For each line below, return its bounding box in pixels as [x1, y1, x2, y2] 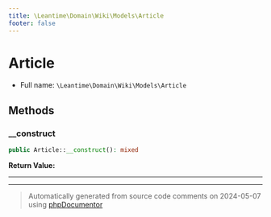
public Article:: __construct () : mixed [8, 146, 139, 154]
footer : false [8, 19, 56, 27]
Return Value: [8, 161, 56, 170]
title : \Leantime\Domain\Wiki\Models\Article [8, 11, 164, 20]
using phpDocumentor [27, 200, 103, 209]
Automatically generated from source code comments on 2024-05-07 [27, 191, 261, 201]
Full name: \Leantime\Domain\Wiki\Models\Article [19, 80, 187, 90]
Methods [8, 104, 55, 117]
